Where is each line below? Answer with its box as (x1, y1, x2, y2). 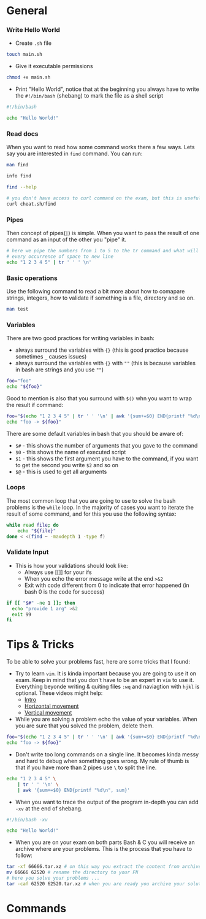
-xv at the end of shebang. (15, 805, 83, 812)
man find (6, 162, 29, 168)
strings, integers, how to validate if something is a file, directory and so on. (6, 294, 195, 301)
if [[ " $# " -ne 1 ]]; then (6, 600, 75, 606)
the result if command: (6, 401, 64, 408)
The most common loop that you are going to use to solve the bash (6, 497, 176, 504)
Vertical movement (24, 709, 72, 716)
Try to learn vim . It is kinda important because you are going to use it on (15, 670, 197, 677)
